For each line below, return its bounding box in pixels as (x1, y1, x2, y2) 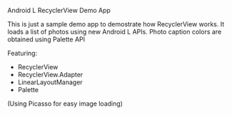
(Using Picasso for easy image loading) (7, 99, 123, 108)
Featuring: (7, 49, 38, 57)
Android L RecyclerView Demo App (7, 6, 111, 14)
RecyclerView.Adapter (17, 71, 84, 79)
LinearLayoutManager (17, 78, 84, 86)
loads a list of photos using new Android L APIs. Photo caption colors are (7, 28, 222, 36)
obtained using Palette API (7, 35, 86, 44)
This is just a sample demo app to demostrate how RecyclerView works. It (7, 20, 225, 28)
